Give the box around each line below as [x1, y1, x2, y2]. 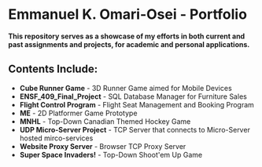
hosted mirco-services [19, 133, 94, 143]
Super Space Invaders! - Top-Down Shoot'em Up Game [19, 150, 203, 159]
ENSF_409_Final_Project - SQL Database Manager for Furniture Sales [19, 92, 248, 101]
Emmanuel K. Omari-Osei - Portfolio [8, 5, 248, 24]
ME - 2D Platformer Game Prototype [19, 108, 138, 118]
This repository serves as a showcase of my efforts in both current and [8, 31, 245, 41]
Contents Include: [8, 63, 98, 76]
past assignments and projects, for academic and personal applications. [8, 39, 250, 49]
